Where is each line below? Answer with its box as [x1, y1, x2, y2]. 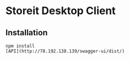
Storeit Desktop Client [5, 4, 116, 18]
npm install [5, 43, 35, 49]
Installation [5, 28, 48, 38]
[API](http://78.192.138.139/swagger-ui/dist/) [5, 48, 125, 54]
